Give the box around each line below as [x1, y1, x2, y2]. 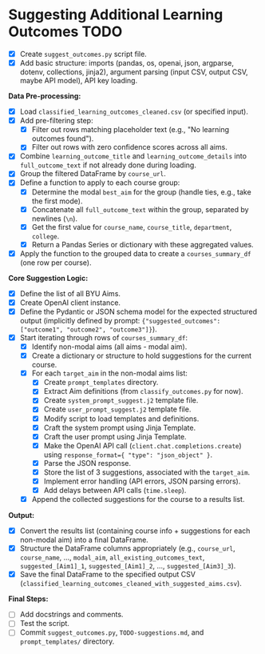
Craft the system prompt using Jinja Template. [43, 423, 196, 432]
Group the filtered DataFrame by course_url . [19, 169, 166, 179]
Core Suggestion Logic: [8, 273, 89, 283]
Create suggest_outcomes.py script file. [19, 49, 148, 58]
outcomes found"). [31, 134, 94, 143]
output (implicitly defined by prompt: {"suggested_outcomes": [19, 316, 221, 325]
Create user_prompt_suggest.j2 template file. [43, 404, 192, 414]
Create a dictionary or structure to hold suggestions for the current [31, 351, 252, 361]
